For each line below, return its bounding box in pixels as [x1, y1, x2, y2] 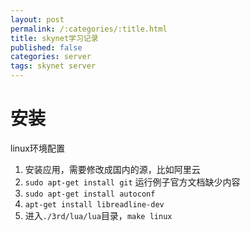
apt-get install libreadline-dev [24, 199, 165, 210]
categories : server [10, 52, 92, 62]
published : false [10, 42, 83, 53]
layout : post [10, 14, 65, 25]
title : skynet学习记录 [10, 33, 99, 43]
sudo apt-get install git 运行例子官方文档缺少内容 [24, 176, 241, 188]
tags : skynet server [10, 61, 97, 71]
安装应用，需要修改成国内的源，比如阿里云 [24, 163, 201, 175]
